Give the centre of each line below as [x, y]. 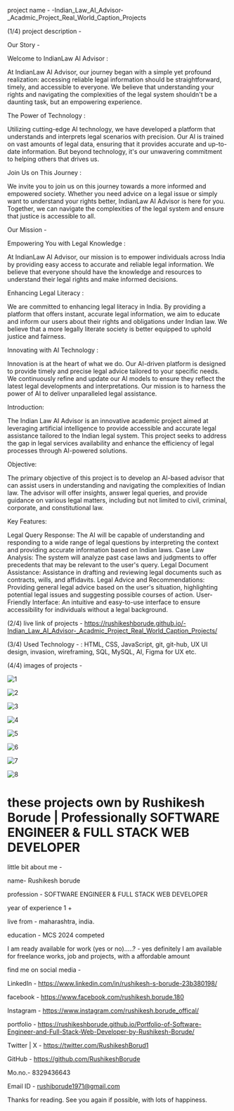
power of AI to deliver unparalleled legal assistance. [82, 394]
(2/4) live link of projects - [45, 623]
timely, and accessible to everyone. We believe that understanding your [111, 87]
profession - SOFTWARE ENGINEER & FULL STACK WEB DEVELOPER [108, 894]
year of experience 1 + [40, 908]
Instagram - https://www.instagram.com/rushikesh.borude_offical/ [103, 1011]
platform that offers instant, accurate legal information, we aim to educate [114, 314]
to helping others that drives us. [53, 159]
